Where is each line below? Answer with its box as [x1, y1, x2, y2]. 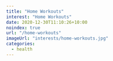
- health [11, 46, 33, 52]
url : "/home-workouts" [6, 30, 61, 36]
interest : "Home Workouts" [6, 14, 72, 20]
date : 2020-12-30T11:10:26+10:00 [6, 19, 88, 25]
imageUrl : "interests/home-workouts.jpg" [6, 35, 109, 41]
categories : [6, 41, 35, 47]
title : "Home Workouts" [6, 8, 64, 15]
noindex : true [6, 24, 41, 31]
